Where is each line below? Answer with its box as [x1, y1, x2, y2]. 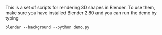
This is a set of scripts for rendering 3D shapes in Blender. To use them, [5, 5, 156, 10]
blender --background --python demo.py [5, 25, 90, 30]
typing [5, 15, 19, 21]
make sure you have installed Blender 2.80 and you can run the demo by [5, 10, 157, 16]
